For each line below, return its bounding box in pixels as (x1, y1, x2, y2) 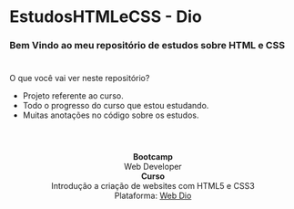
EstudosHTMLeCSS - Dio (9, 6, 202, 27)
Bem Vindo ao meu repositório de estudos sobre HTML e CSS (9, 39, 285, 52)
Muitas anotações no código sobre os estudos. (22, 110, 199, 120)
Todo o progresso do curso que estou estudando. (22, 100, 209, 111)
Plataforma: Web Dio (114, 190, 192, 202)
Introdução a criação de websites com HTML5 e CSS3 (51, 181, 255, 192)
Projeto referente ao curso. (22, 90, 125, 101)
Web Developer (124, 162, 182, 172)
